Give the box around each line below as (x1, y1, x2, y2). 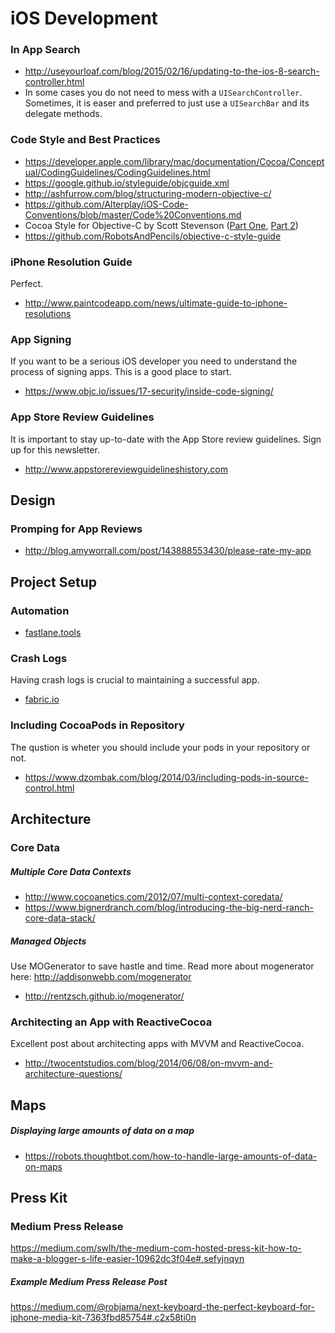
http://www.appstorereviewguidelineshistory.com (24, 463, 228, 475)
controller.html (24, 76, 85, 88)
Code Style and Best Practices (10, 133, 161, 147)
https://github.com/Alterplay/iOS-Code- (24, 198, 189, 210)
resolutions (24, 308, 72, 320)
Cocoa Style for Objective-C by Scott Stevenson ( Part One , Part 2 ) (24, 219, 299, 231)
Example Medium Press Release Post (10, 1275, 168, 1287)
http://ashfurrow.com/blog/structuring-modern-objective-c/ (24, 187, 272, 199)
